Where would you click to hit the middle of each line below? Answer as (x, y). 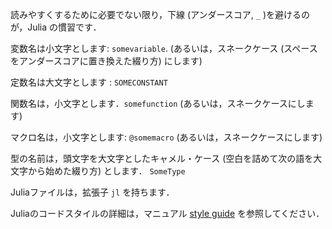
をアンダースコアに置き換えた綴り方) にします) (106, 61)
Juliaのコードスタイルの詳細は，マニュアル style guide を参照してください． (167, 213)
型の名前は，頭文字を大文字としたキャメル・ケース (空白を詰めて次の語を (162, 158)
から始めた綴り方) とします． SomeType (106, 171)
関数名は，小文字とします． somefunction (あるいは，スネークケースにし (158, 103)
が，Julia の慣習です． (56, 27)
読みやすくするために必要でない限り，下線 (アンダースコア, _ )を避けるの (160, 14)
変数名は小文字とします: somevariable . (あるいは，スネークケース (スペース (164, 48)
